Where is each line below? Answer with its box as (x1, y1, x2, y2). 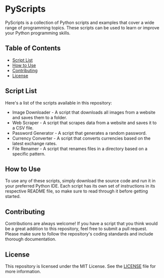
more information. (5, 269, 41, 274)
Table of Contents (5, 44, 61, 52)
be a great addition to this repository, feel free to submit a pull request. (5, 226, 148, 232)
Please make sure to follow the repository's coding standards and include (5, 231, 153, 237)
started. (5, 193, 21, 199)
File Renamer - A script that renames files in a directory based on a (12, 146, 148, 151)
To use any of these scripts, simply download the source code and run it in (5, 178, 156, 184)
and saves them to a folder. (12, 114, 68, 120)
